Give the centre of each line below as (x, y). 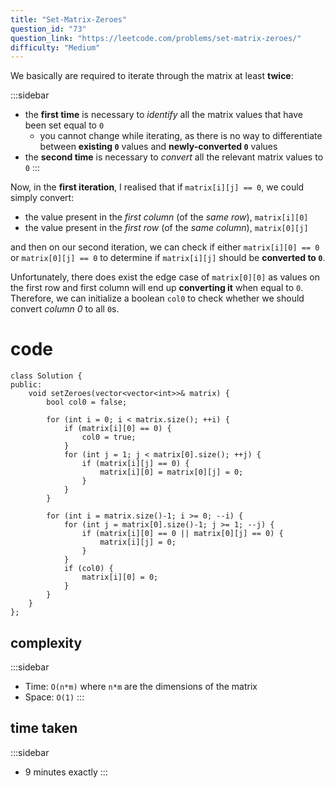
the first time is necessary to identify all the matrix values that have (163, 115)
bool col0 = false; (87, 402)
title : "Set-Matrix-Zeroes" (69, 19)
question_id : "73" (48, 29)
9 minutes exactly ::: (66, 772)
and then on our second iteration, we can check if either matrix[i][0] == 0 (165, 247)
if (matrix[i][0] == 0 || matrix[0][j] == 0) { (182, 534)
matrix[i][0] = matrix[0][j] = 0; (171, 472)
